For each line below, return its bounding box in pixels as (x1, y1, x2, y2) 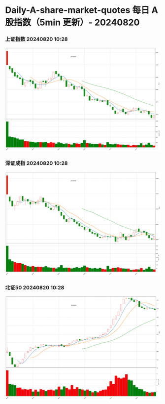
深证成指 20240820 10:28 (5, 160, 68, 167)
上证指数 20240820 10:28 (5, 36, 68, 42)
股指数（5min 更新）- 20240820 (5, 17, 140, 28)
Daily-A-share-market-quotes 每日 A (5, 4, 159, 16)
